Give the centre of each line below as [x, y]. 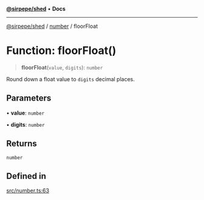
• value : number [25, 113]
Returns [22, 144]
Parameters [29, 98]
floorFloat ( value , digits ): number [62, 67]
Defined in [26, 176]
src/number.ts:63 [28, 191]
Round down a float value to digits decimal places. [70, 79]
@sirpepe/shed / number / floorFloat [52, 26]
